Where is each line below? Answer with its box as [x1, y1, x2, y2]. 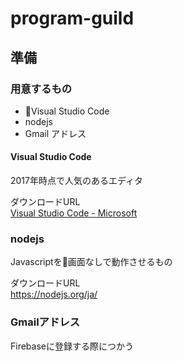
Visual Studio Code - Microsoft [10, 207, 138, 219]
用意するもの [10, 82, 73, 96]
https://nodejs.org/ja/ [10, 288, 98, 301]
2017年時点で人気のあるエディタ [10, 175, 144, 187]
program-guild [10, 7, 135, 30]
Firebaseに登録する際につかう [10, 340, 134, 352]
